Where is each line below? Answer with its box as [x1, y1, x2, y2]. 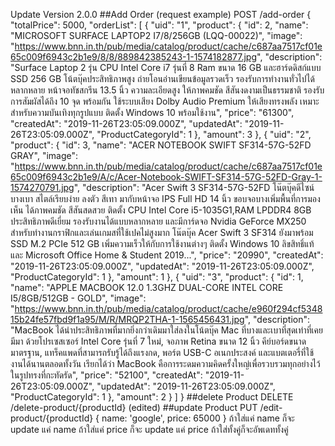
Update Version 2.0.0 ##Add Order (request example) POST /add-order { [10, 9, 312, 20]
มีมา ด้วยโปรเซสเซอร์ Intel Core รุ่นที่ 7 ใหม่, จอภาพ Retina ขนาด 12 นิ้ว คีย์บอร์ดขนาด [10, 335, 307, 347]
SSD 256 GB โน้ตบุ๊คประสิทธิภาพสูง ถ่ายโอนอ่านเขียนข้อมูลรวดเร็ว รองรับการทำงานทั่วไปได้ [10, 73, 315, 84]
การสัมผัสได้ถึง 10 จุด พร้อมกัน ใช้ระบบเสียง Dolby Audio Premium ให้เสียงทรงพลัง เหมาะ [10, 95, 320, 107]
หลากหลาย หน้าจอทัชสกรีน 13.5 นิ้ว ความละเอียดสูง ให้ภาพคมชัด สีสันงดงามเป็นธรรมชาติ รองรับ [10, 84, 325, 96]
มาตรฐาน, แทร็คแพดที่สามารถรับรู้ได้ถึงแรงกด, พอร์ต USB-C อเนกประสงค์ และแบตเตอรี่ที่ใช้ [10, 347, 314, 358]
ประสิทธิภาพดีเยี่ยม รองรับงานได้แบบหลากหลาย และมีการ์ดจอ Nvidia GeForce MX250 [10, 215, 307, 227]
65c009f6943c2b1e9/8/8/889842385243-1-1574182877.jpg [10, 51, 258, 63]
